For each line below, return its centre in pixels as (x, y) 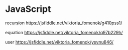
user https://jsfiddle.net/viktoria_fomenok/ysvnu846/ (59, 42)
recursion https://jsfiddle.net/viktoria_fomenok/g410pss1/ (64, 23)
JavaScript (28, 9)
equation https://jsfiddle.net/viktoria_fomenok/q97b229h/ (64, 32)
